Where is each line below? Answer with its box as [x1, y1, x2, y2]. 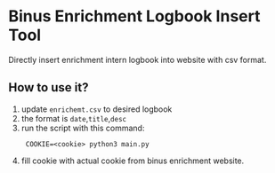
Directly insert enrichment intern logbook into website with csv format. [8, 54, 267, 65]
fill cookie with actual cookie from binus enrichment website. [20, 155, 245, 166]
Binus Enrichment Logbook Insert [8, 6, 261, 27]
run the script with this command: [20, 122, 145, 133]
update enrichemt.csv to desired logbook [20, 104, 173, 114]
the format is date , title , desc [20, 113, 126, 123]
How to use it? [8, 80, 89, 95]
